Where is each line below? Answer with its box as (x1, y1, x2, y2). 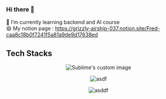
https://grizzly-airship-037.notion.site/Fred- (55, 25, 160, 32)
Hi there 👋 (6, 5, 35, 14)
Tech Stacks (6, 48, 53, 58)
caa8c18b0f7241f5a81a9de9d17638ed (6, 31, 99, 38)
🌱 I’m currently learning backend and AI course (6, 19, 120, 26)
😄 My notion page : (6, 25, 54, 32)
